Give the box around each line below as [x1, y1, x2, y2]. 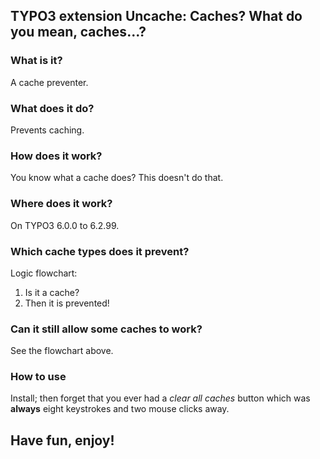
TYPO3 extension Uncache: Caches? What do [10, 8, 303, 25]
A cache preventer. [10, 76, 89, 88]
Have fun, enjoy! [10, 432, 115, 449]
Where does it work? [10, 197, 113, 211]
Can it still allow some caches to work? [10, 322, 203, 336]
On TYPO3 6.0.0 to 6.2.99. [10, 219, 120, 231]
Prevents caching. [10, 124, 85, 136]
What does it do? [10, 101, 95, 115]
